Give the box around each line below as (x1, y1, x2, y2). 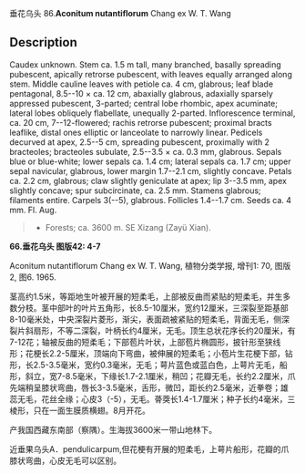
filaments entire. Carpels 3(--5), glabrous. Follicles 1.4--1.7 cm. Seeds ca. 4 (9, 194, 292, 205)
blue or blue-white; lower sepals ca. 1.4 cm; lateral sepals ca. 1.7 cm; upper (9, 156, 291, 167)
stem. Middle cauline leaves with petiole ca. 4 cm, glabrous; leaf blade (9, 78, 274, 89)
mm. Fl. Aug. (9, 204, 57, 215)
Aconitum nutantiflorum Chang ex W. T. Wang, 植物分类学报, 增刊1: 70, (9, 260, 273, 271)
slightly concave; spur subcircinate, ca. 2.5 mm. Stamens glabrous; (9, 185, 261, 196)
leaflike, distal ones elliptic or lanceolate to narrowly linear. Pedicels (9, 127, 263, 138)
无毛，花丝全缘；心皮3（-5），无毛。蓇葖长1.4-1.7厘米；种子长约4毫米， (16, 393, 289, 404)
